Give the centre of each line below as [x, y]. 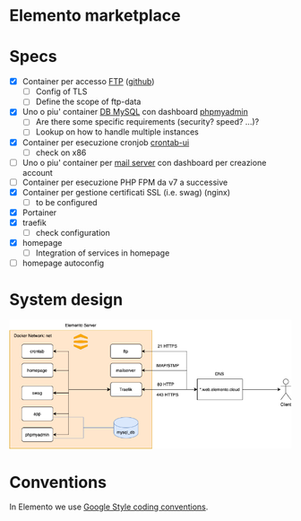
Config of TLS [61, 91]
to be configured [66, 202]
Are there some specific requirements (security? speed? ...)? [147, 122]
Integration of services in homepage [103, 253]
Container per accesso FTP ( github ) [88, 82]
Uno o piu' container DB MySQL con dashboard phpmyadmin [135, 112]
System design [66, 300]
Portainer [39, 213]
